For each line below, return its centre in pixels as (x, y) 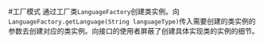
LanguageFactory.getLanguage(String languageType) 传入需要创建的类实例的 (132, 21)
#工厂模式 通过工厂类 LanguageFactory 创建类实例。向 (94, 11)
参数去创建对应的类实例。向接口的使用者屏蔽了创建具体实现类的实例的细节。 (134, 31)
